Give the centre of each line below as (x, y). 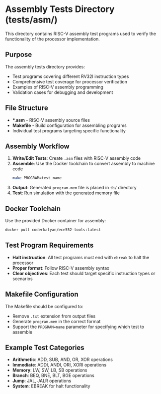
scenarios (23, 279)
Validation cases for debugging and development (63, 92)
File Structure (27, 108)
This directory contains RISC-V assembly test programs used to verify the (81, 33)
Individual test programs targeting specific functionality (69, 130)
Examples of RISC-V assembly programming (58, 87)
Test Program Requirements (49, 245)
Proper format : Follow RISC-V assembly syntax (61, 268)
